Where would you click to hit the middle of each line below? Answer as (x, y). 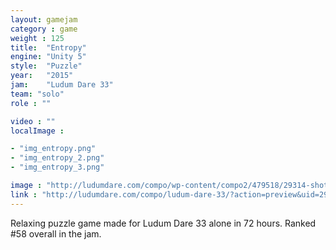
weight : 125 (37, 38)
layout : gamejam (44, 19)
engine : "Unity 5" (48, 57)
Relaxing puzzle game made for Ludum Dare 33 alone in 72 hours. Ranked (163, 223)
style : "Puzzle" (46, 66)
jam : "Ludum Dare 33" (62, 85)
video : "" (33, 121)
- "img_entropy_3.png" (57, 167)
